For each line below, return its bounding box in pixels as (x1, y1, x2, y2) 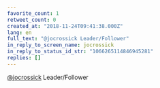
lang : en (7, 29, 32, 36)
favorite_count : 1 (7, 10, 59, 17)
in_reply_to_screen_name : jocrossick (7, 42, 114, 48)
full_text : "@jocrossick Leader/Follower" (7, 35, 129, 42)
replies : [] (7, 55, 41, 61)
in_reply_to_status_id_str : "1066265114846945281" (7, 48, 154, 55)
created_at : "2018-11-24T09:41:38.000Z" (7, 23, 124, 29)
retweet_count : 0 (7, 16, 57, 23)
